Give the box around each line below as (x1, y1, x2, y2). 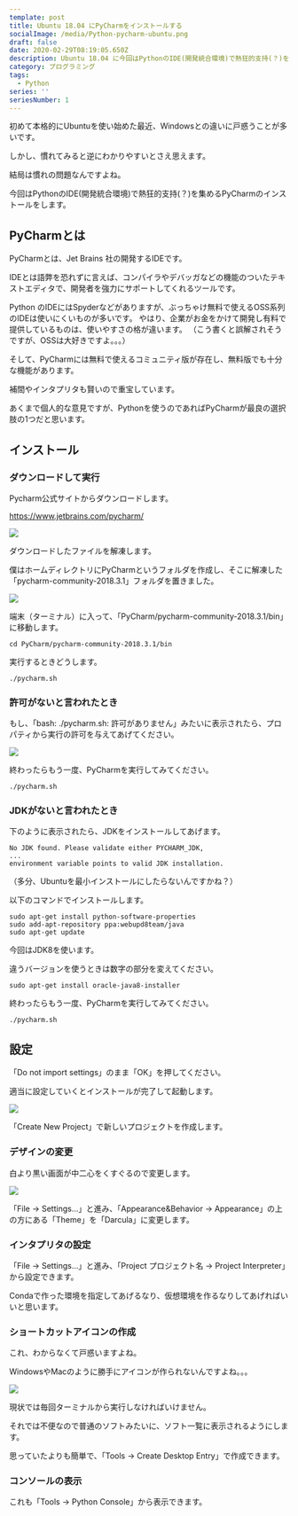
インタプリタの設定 (9, 1239, 91, 1251)
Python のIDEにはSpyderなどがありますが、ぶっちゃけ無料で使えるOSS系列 (9, 302, 286, 313)
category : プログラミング (9, 63, 96, 72)
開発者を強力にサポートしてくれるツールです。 (70, 283, 240, 293)
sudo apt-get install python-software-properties (9, 912, 197, 922)
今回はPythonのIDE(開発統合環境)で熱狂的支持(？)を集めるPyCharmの (9, 188, 264, 199)
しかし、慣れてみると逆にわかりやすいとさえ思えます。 (9, 151, 211, 161)
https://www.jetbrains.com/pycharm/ (9, 511, 145, 521)
